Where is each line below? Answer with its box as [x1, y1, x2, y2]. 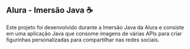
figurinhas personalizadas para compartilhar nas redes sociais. [6, 36, 160, 43]
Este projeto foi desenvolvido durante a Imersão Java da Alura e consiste [6, 23, 185, 31]
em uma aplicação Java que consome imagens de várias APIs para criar [6, 30, 182, 37]
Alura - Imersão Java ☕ [6, 5, 94, 15]
